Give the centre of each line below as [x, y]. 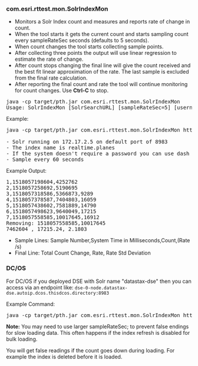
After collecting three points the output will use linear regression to [95, 53]
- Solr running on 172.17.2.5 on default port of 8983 [87, 142]
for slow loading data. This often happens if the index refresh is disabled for [98, 332]
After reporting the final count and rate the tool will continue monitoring [101, 84]
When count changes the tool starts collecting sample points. [89, 47]
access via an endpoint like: [40, 287]
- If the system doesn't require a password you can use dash [98, 154]
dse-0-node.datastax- [101, 288]
